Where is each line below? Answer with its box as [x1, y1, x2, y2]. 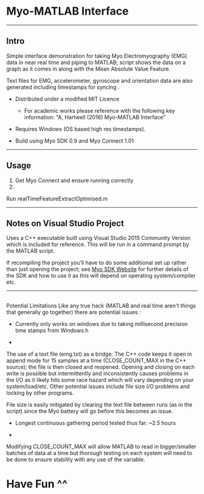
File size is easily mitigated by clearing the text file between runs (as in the [6, 401, 192, 408]
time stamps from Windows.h [15, 326, 89, 334]
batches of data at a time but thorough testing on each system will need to [6, 449, 192, 456]
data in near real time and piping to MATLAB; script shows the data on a [6, 58, 186, 66]
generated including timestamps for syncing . [6, 83, 120, 91]
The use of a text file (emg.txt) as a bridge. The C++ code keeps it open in [6, 350, 192, 358]
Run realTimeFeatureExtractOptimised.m [6, 195, 108, 202]
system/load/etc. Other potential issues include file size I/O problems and [6, 383, 190, 390]
